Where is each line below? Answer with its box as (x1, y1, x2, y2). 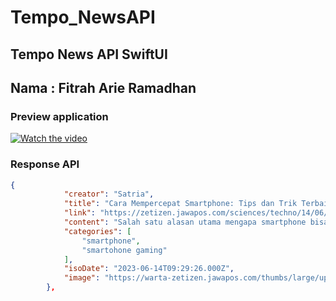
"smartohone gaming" (81, 245, 168, 255)
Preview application (10, 109, 109, 123)
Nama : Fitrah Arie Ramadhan (10, 79, 197, 96)
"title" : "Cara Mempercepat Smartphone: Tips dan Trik (63, 199, 298, 209)
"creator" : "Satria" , (63, 189, 155, 200)
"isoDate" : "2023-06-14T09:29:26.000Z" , (63, 264, 235, 274)
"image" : (63, 273, 101, 283)
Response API (10, 157, 80, 171)
